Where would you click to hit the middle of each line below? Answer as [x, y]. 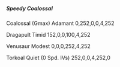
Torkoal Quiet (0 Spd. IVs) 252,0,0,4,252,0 [58, 58]
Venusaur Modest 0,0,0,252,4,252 [49, 46]
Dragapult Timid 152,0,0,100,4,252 [48, 34]
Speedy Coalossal [29, 8]
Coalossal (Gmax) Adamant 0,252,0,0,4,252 [60, 23]
